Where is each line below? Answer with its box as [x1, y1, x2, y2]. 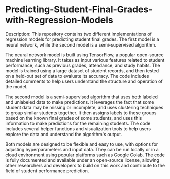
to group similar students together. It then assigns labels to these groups [5, 110, 157, 116]
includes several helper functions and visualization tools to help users [5, 125, 151, 132]
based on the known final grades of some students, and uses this [5, 115, 142, 121]
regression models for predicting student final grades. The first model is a [5, 36, 159, 42]
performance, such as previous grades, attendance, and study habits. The [5, 62, 160, 68]
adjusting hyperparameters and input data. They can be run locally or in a [5, 146, 159, 152]
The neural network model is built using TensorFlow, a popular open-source [5, 52, 164, 58]
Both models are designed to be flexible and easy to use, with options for [5, 141, 158, 147]
